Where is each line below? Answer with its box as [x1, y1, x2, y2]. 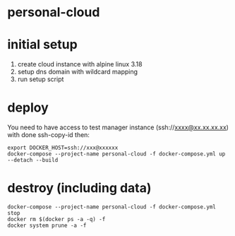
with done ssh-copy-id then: [7, 131, 90, 139]
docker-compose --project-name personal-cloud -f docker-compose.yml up [7, 151, 226, 158]
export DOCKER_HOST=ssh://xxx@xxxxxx [7, 144, 119, 152]
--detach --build [7, 157, 59, 164]
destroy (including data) [7, 180, 152, 196]
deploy [7, 100, 49, 116]
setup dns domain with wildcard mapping [17, 68, 138, 76]
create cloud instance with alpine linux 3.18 [17, 60, 143, 69]
